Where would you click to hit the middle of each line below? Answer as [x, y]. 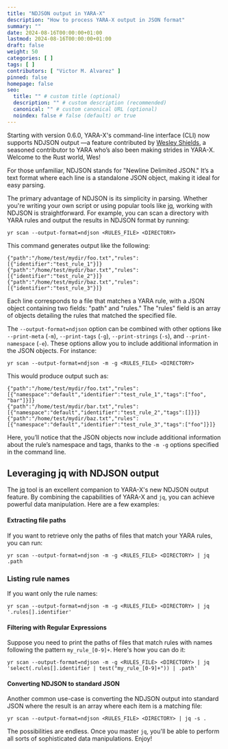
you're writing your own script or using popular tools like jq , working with [110, 205]
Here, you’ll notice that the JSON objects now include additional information [114, 437]
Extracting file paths [37, 520]
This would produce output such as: [58, 376]
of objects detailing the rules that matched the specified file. [92, 315]
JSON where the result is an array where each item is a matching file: [105, 706]
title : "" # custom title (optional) [67, 97]
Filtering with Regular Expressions [57, 627]
